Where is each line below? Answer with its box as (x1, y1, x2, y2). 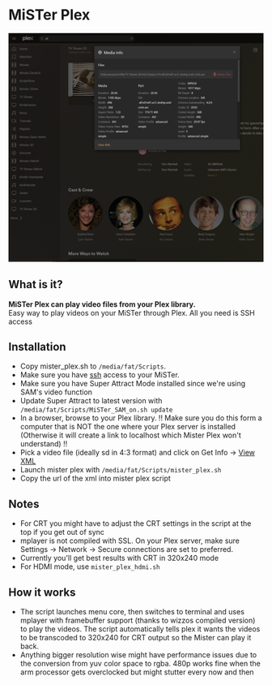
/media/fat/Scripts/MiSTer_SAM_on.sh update (19, 406, 173, 415)
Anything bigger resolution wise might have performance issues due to (19, 650, 257, 660)
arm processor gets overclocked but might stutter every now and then (19, 667, 254, 677)
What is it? (8, 278, 63, 291)
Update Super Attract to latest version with (19, 396, 163, 406)
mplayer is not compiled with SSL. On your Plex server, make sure (19, 536, 240, 545)
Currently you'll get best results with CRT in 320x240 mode (19, 554, 219, 563)
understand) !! (19, 439, 68, 449)
